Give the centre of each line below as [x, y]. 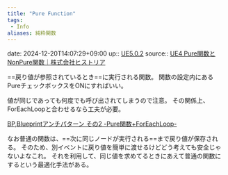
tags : [15, 20]
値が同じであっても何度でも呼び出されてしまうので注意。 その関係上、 [108, 101]
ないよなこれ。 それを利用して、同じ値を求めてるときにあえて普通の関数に [114, 156]
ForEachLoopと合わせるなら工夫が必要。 [66, 109]
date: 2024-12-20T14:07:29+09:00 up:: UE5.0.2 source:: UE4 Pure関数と [112, 53]
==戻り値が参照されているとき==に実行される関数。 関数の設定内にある [111, 77]
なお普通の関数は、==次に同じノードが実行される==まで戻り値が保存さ [110, 139]
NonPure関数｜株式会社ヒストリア [56, 62]
